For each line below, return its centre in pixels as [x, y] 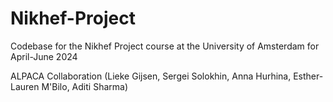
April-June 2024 [44, 56]
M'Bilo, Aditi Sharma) [84, 86]
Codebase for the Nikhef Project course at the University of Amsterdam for [165, 46]
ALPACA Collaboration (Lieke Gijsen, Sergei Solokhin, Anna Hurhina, [151, 76]
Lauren [25, 86]
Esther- [308, 76]
